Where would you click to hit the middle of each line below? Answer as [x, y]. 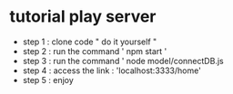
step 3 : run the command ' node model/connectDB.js [123, 61]
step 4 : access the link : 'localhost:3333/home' [112, 70]
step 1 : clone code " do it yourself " [90, 42]
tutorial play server [83, 17]
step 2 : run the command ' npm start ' [95, 51]
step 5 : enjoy [48, 80]
